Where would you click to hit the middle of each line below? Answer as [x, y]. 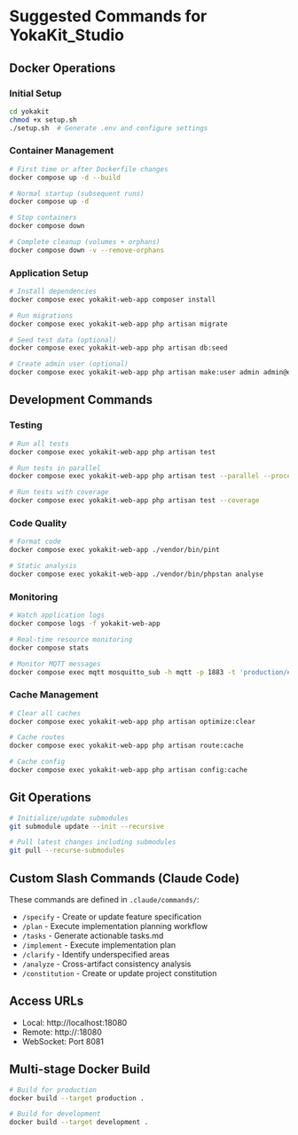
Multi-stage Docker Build [80, 1070]
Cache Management [54, 695]
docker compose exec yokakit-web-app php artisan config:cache [129, 770]
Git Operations [50, 797]
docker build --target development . [79, 1123]
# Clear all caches [45, 713]
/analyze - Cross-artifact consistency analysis [106, 964]
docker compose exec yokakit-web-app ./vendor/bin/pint [114, 550]
